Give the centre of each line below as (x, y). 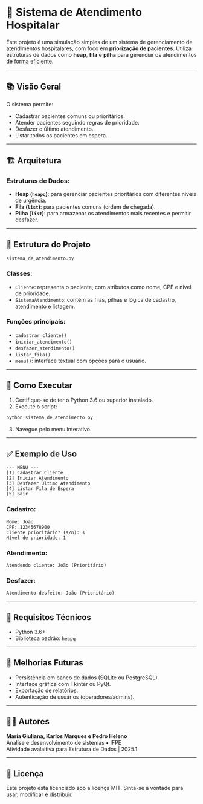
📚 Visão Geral (34, 87)
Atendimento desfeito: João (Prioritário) (60, 593)
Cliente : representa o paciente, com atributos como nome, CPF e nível (103, 287)
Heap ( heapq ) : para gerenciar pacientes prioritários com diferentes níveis (105, 194)
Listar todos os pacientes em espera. (61, 135)
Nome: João (20, 522)
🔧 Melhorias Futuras (45, 663)
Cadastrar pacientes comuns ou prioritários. (70, 116)
